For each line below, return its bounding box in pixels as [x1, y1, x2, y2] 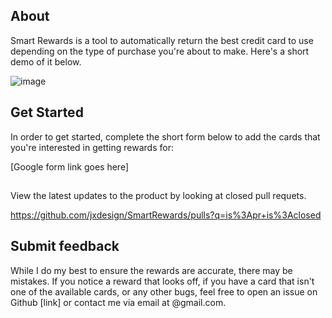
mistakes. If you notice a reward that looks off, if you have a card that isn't [10, 275, 315, 287]
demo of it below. [10, 55, 82, 68]
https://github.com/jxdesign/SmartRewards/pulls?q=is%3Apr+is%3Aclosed [10, 209, 322, 221]
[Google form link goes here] [10, 160, 130, 173]
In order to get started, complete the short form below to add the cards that [10, 130, 321, 143]
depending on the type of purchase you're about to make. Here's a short [10, 45, 310, 57]
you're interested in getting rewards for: [10, 141, 174, 153]
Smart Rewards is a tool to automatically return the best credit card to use [10, 34, 314, 46]
